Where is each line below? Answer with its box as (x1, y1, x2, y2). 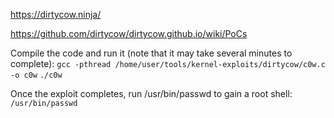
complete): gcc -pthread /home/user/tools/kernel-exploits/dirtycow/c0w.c (10, 58, 326, 69)
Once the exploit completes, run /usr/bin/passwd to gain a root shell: (10, 88, 293, 99)
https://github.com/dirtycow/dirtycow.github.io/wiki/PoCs (10, 28, 248, 39)
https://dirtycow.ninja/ (10, 9, 102, 20)
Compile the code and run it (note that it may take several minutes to (10, 47, 293, 59)
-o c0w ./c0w (10, 70, 63, 80)
